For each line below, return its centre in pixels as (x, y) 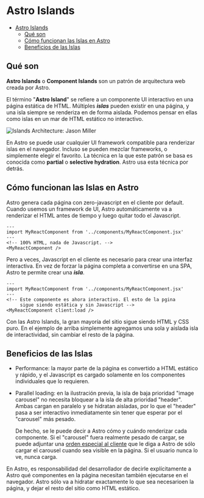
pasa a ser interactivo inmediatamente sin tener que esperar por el (99, 412)
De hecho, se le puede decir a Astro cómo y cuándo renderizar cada (101, 431)
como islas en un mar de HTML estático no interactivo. (75, 119)
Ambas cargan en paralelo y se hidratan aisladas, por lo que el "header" (105, 406)
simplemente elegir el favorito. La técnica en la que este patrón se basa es (100, 155)
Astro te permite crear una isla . (46, 272)
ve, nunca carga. (36, 457)
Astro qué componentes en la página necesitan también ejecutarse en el (97, 475)
